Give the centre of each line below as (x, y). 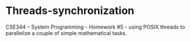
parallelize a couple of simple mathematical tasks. (66, 33)
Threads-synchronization (70, 11)
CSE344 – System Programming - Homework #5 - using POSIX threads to (96, 27)
